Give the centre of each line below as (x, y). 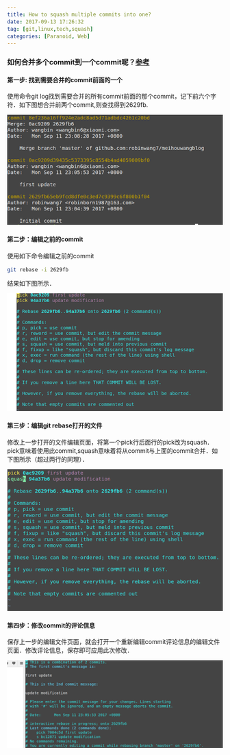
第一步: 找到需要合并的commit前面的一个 (65, 79)
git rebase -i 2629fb (38, 270)
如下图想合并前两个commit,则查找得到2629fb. (84, 105)
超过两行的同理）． (62, 459)
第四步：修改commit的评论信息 (51, 625)
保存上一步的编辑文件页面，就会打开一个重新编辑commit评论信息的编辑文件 (114, 642)
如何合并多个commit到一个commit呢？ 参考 (78, 62)
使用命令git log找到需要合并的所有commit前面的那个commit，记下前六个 (109, 97)
